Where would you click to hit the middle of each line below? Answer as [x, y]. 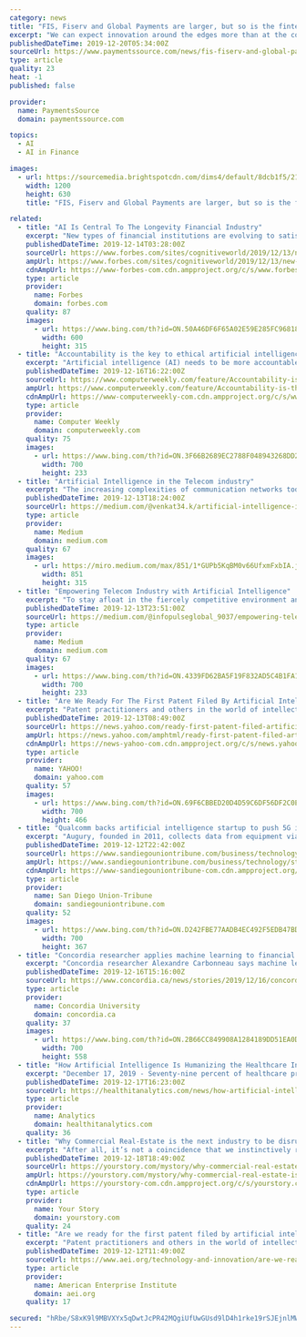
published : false [42, 86]
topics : [24, 136]
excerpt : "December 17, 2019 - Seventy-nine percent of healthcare [156, 1074]
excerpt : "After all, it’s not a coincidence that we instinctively [158, 1150]
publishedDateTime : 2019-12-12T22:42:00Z [105, 846]
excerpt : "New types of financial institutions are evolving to [150, 236]
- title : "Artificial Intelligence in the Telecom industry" [136, 481]
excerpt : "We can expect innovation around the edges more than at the [148, 35]
